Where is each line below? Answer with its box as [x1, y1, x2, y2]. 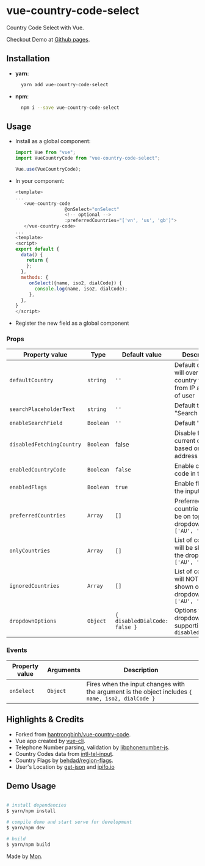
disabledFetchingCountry [9, 441, 82, 448]
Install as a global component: [15, 138, 91, 145]
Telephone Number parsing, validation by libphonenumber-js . [15, 744, 170, 751]
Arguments [46, 665, 81, 674]
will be [174, 544, 193, 552]
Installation [6, 53, 50, 64]
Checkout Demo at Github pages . [6, 35, 90, 43]
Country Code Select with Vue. [6, 24, 84, 31]
